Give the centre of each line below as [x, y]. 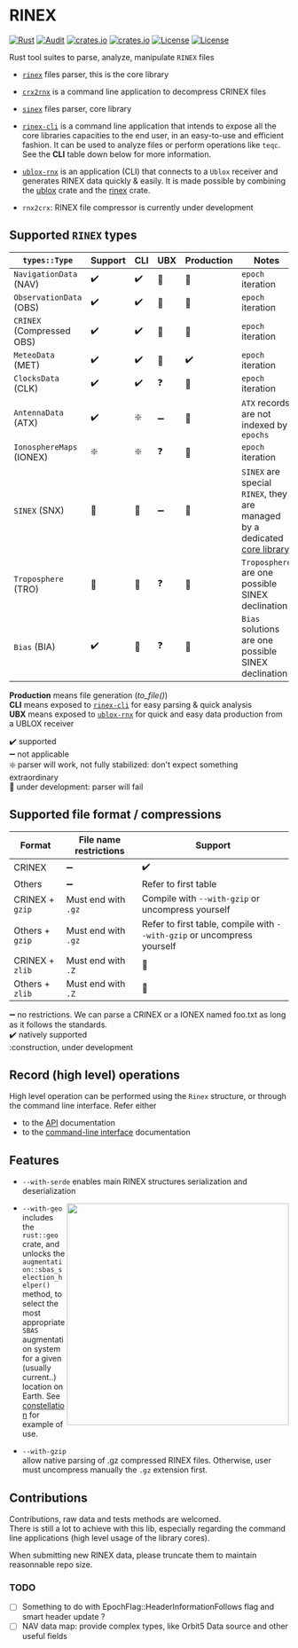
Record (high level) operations [94, 1075]
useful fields [45, 1636]
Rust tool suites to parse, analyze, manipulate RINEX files [112, 57]
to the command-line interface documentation [106, 1133]
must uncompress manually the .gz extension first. [115, 1470]
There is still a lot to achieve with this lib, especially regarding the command [148, 1528]
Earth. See [41, 1396]
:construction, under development [71, 1047]
